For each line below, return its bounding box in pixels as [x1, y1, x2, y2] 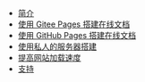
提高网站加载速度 [17, 53, 81, 62]
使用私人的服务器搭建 [17, 41, 97, 52]
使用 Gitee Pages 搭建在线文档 [17, 19, 131, 29]
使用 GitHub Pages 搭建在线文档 [17, 30, 137, 40]
